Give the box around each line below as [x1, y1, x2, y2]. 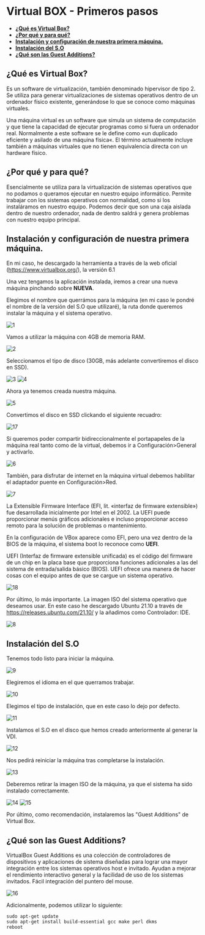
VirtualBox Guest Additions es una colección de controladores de [6, 851, 171, 859]
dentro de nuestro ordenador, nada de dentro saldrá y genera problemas [6, 209, 190, 216]
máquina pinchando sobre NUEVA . [6, 285, 94, 292]
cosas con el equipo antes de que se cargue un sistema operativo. [6, 572, 174, 579]
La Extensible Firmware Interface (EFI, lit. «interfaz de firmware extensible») [6, 502, 198, 510]
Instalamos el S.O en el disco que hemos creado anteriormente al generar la [6, 727, 198, 734]
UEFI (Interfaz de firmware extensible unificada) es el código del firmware [6, 552, 193, 560]
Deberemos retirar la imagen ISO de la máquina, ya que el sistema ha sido [6, 781, 193, 788]
